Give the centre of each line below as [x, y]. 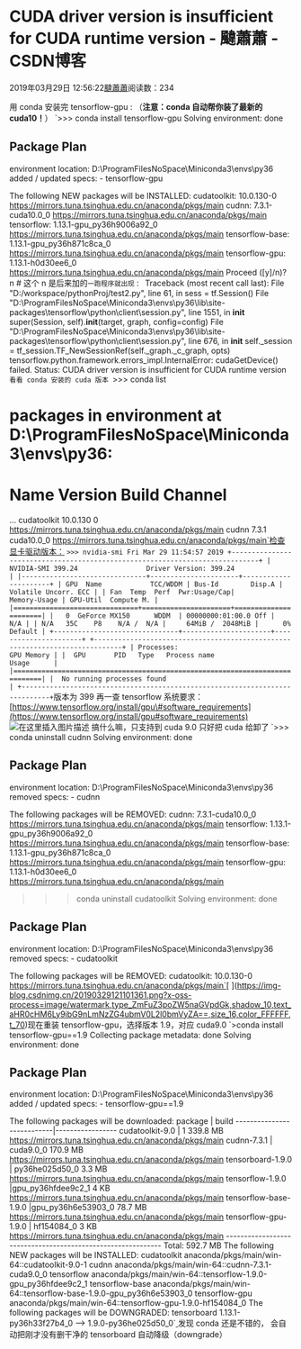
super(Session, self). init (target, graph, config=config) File [117, 321]
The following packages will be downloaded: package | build [121, 1121]
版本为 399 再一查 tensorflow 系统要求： [128, 696]
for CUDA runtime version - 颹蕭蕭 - [144, 39]
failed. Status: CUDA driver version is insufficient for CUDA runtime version [148, 369]
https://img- [259, 985]
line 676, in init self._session [240, 340]
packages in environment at [115, 415]
